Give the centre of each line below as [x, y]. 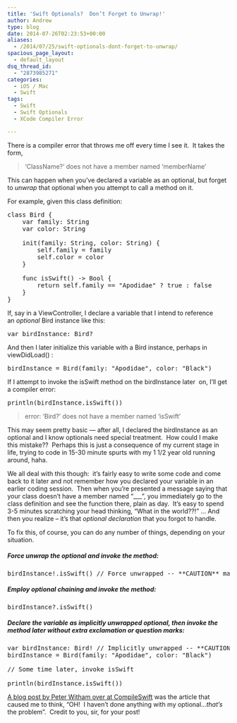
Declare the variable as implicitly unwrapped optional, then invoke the [113, 623]
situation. [21, 539]
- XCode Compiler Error [48, 119]
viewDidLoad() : [30, 354]
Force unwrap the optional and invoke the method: [83, 556]
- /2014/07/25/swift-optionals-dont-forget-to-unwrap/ [96, 47]
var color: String [54, 229]
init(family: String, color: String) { [91, 243]
